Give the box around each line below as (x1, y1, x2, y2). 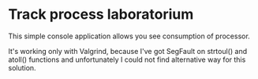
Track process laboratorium (8, 5, 194, 23)
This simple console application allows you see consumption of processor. (8, 31, 250, 41)
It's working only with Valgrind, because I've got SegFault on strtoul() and (8, 46, 247, 56)
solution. (8, 63, 37, 72)
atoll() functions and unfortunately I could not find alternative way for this (8, 55, 246, 64)
